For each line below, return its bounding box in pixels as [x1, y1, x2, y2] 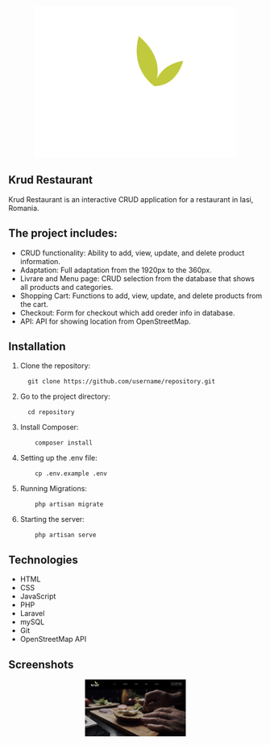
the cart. [19, 299, 48, 308]
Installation [8, 340, 66, 354]
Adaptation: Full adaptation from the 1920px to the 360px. [19, 265, 212, 275]
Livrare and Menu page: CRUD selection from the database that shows [19, 273, 255, 284]
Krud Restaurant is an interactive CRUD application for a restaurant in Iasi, [8, 194, 254, 204]
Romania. [8, 203, 39, 213]
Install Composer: [19, 422, 79, 433]
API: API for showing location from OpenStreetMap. [19, 317, 191, 326]
